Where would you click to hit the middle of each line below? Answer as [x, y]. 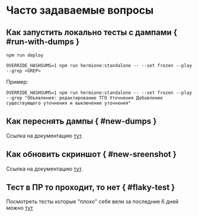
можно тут [20, 208]
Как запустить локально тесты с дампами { [92, 32]
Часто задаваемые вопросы [80, 10]
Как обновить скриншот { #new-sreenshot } [91, 154]
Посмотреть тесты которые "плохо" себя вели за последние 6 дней [92, 202]
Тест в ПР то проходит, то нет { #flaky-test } [91, 188]
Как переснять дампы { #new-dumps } [82, 122]
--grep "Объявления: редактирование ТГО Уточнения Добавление [84, 98]
